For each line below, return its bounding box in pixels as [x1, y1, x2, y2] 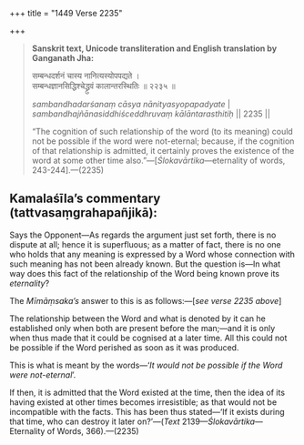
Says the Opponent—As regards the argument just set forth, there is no [9, 229, 277, 240]
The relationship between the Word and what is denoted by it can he [9, 313, 266, 324]
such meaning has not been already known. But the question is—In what [9, 258, 281, 269]
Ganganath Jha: [31, 53, 94, 63]
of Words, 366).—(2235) [46, 425, 139, 436]
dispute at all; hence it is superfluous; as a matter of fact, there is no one [9, 238, 282, 249]
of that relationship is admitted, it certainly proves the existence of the [31, 146, 295, 156]
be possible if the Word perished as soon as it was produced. [9, 341, 239, 353]
